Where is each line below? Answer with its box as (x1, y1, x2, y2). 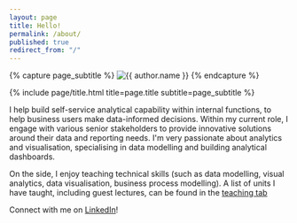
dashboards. (9, 151, 56, 162)
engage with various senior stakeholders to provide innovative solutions (9, 123, 272, 134)
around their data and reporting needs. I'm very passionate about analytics (9, 133, 282, 143)
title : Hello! (9, 21, 62, 30)
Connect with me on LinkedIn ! (9, 204, 119, 215)
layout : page (9, 12, 58, 22)
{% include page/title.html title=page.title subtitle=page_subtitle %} (9, 88, 255, 98)
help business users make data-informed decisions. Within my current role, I (9, 114, 288, 125)
